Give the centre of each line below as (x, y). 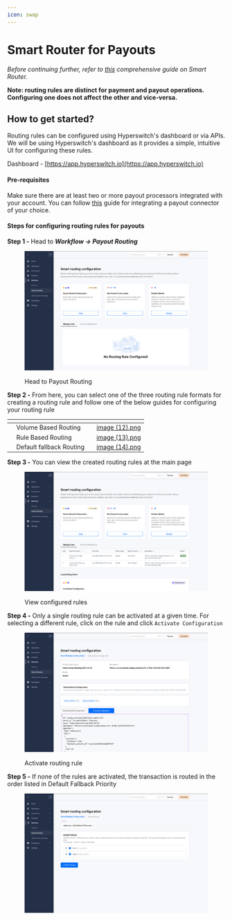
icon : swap (23, 15)
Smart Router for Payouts (81, 50)
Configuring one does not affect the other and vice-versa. (92, 97)
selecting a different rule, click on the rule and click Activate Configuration (115, 623)
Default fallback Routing (51, 447)
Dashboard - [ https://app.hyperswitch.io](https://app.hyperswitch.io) (106, 164)
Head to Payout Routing (58, 381)
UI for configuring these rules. (50, 151)
